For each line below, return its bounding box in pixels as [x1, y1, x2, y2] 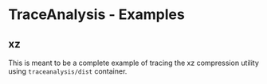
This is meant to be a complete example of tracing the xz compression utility [8, 58, 259, 67]
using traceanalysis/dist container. [8, 67, 128, 76]
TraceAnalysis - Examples [8, 6, 185, 24]
